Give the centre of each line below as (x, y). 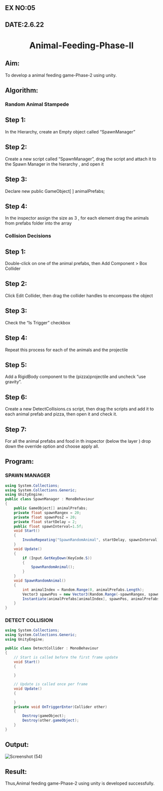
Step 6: (16, 397)
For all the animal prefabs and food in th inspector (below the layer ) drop (78, 441)
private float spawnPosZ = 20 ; (45, 517)
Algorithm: (22, 90)
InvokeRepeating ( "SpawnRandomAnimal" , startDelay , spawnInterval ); (92, 540)
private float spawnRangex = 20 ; (48, 513)
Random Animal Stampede (37, 104)
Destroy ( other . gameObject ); (51, 720)
